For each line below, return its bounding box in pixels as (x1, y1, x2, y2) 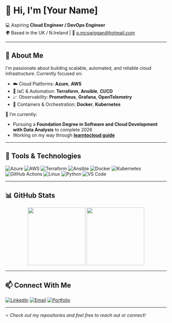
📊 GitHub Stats (5, 191, 55, 200)
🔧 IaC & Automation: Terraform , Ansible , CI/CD (12, 88, 113, 94)
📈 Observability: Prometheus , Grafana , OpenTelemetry (12, 93, 132, 100)
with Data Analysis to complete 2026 (12, 126, 93, 132)
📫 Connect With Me (5, 281, 72, 290)
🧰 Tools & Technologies (5, 151, 81, 161)
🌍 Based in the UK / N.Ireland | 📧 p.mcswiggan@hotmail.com (5, 29, 135, 35)
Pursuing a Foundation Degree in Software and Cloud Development (12, 121, 158, 127)
